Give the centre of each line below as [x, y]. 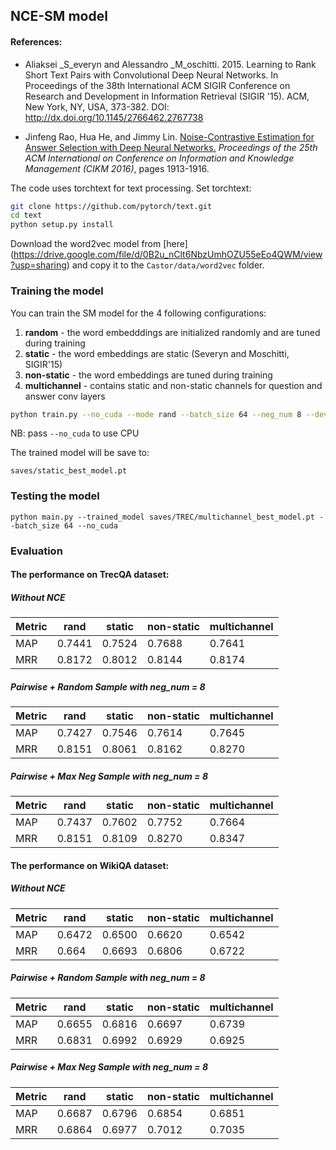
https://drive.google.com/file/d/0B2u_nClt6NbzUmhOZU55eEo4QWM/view [168, 255]
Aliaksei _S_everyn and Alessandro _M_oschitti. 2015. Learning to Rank [170, 64]
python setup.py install [62, 225]
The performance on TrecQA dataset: [90, 575]
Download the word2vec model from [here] [99, 244]
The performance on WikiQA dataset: [90, 865]
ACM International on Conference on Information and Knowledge [159, 158]
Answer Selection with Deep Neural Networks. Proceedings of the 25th [171, 147]
